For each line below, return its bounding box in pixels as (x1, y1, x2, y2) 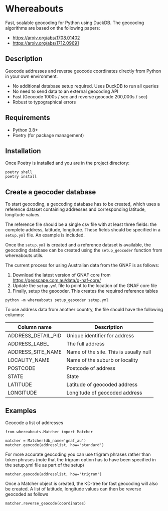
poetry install (5, 174, 37, 179)
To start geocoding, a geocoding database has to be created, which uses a (5, 201, 160, 207)
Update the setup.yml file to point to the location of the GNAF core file (12, 283, 157, 289)
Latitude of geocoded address (66, 381, 138, 388)
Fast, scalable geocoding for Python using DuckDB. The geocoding (5, 20, 144, 26)
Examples (5, 406, 37, 415)
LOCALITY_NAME (8, 357, 50, 364)
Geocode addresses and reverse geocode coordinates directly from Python (5, 68, 161, 74)
